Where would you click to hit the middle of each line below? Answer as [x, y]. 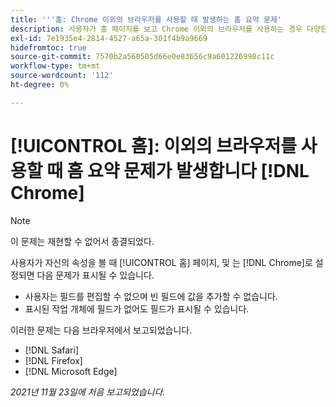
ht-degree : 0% [40, 85]
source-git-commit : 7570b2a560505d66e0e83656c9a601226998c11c [142, 57]
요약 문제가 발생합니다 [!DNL [198, 170]
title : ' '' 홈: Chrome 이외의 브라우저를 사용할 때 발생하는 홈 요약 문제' [146, 19]
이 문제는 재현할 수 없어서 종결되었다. [82, 241]
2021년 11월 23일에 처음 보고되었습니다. [88, 392]
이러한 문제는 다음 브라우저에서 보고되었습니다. [101, 330]
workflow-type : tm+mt [55, 66]
